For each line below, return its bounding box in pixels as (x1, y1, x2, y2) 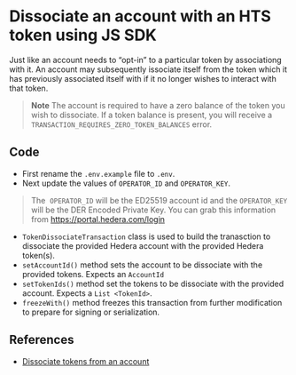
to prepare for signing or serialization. (21, 307, 160, 317)
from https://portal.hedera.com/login (30, 213, 166, 224)
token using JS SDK (9, 25, 157, 45)
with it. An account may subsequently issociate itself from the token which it (9, 64, 288, 75)
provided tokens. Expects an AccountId (21, 268, 165, 279)
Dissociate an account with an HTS (9, 6, 272, 27)
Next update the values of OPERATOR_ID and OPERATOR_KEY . (21, 178, 231, 188)
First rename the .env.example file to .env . (21, 168, 175, 179)
